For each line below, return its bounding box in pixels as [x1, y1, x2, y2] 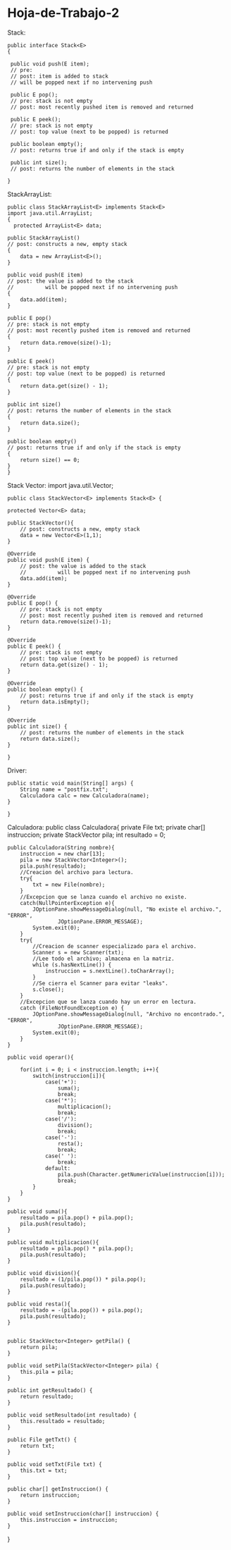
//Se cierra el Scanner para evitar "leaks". [32, 980, 169, 987]
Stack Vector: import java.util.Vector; [7, 481, 114, 489]
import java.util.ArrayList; [7, 209, 93, 216]
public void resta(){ [7, 1300, 71, 1308]
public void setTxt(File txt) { [7, 1460, 102, 1468]
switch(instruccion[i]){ [32, 1072, 106, 1079]
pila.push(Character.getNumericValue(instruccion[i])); [57, 1171, 225, 1178]
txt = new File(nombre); [32, 881, 106, 888]
